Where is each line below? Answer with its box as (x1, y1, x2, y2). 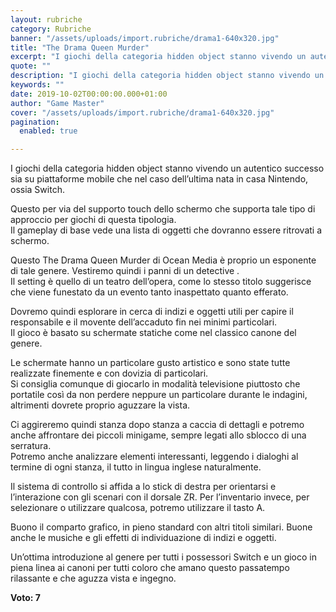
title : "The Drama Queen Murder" (10, 42, 150, 53)
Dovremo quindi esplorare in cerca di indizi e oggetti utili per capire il (10, 306, 294, 318)
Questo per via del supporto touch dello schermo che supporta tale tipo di (10, 203, 316, 215)
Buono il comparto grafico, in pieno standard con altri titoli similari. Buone (10, 521, 313, 533)
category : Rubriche (10, 24, 92, 34)
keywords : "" (10, 80, 65, 90)
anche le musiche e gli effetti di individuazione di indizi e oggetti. (10, 532, 277, 544)
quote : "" (10, 61, 52, 71)
